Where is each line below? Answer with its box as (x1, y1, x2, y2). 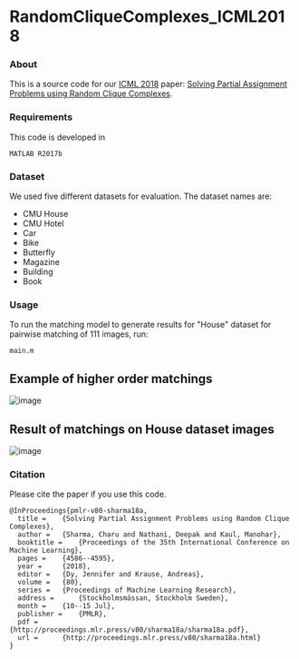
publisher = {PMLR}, (17, 610, 107, 619)
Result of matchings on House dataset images (9, 421, 275, 437)
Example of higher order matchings (9, 370, 213, 387)
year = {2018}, (17, 562, 92, 571)
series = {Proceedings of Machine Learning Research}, (17, 585, 237, 595)
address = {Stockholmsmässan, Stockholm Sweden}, (17, 594, 229, 603)
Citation (9, 467, 45, 480)
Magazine (22, 257, 61, 268)
